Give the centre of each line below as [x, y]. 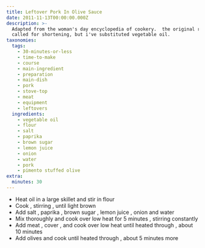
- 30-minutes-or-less [45, 52]
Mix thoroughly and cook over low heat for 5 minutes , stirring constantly [106, 218]
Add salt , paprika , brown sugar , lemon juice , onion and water [95, 212]
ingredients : [28, 114]
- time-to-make [37, 57]
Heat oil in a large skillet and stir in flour [65, 199]
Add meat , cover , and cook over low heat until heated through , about [104, 225]
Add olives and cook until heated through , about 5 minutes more [97, 238]
